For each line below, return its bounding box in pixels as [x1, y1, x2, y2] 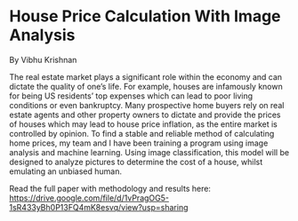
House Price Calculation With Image [9, 6, 282, 27]
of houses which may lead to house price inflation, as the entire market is [9, 118, 278, 130]
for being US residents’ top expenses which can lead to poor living [9, 91, 254, 101]
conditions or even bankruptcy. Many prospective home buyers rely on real [9, 99, 285, 110]
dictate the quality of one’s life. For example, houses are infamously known [9, 81, 283, 91]
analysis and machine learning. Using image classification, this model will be [9, 146, 290, 157]
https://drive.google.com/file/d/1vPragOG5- [9, 193, 169, 203]
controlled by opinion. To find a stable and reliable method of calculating [9, 128, 275, 138]
